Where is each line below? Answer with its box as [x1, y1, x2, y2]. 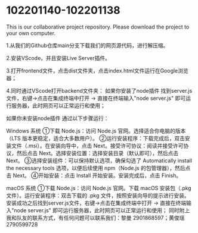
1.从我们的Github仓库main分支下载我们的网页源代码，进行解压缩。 [6, 42, 169, 49]
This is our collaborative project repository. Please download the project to [6, 23, 190, 30]
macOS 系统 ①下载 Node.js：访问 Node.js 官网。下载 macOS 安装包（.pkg [6, 184, 192, 191]
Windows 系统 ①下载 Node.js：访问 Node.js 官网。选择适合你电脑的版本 [6, 127, 186, 134]
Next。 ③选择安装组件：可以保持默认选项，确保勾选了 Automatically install [6, 157, 193, 164]
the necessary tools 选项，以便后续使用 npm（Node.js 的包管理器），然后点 [6, 164, 191, 171]
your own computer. [6, 29, 55, 36]
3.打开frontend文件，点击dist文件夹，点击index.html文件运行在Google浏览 [6, 67, 189, 74]
